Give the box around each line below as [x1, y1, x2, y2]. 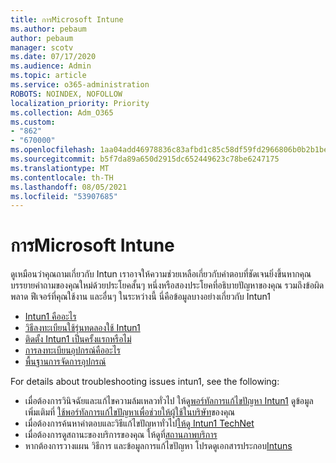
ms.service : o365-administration [10, 80, 150, 90]
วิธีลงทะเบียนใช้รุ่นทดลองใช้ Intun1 [24, 322, 141, 334]
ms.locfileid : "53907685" [10, 191, 118, 201]
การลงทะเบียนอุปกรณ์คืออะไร [24, 344, 121, 356]
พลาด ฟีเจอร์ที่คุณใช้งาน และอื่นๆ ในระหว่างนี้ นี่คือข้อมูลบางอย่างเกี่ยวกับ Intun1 [10, 291, 272, 303]
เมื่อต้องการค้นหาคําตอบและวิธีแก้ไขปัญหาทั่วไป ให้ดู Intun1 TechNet [24, 417, 255, 430]
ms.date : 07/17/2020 [10, 52, 97, 62]
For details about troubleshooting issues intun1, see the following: [10, 376, 280, 388]
